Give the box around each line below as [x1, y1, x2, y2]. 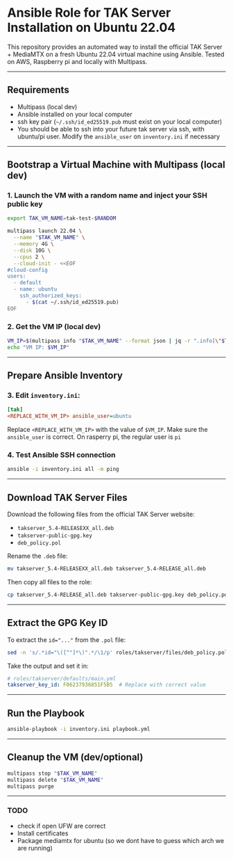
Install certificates [17, 829, 69, 837]
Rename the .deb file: [7, 552, 68, 561]
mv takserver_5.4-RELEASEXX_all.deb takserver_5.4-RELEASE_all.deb [7, 565, 207, 572]
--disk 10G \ [13, 247, 51, 254]
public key [7, 200, 43, 209]
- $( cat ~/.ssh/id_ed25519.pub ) [25, 298, 119, 305]
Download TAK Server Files [7, 492, 128, 504]
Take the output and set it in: [7, 661, 89, 670]
